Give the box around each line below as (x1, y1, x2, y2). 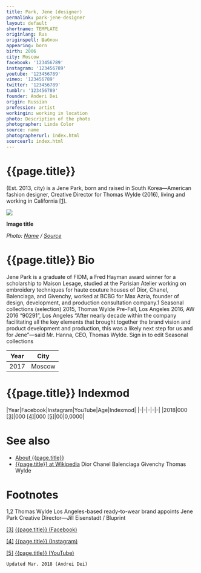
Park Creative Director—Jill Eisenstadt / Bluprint (6, 514, 126, 522)
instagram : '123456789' (6, 65, 67, 71)
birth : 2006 (6, 48, 36, 54)
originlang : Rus (6, 31, 47, 38)
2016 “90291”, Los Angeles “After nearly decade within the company (6, 312, 177, 319)
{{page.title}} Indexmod (6, 386, 130, 400)
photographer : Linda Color (6, 122, 74, 128)
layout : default (6, 20, 47, 26)
